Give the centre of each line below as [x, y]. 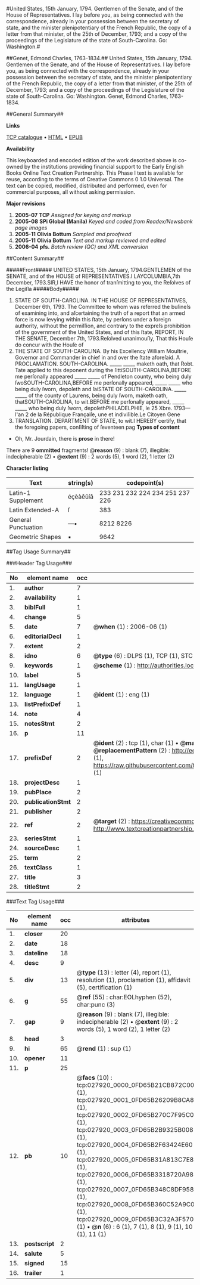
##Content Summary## [35, 258]
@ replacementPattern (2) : [132, 750]
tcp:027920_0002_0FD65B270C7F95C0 [135, 1115]
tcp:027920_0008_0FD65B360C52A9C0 [135, 1204]
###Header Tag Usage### [39, 563]
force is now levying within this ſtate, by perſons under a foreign [93, 319]
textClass [38, 867]
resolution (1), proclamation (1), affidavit [133, 980]
